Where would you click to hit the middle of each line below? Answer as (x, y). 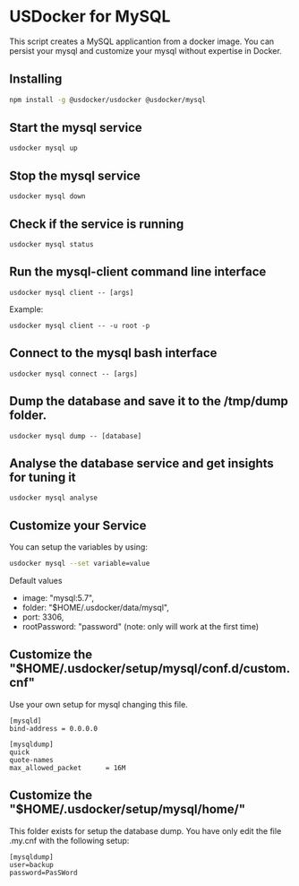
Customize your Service (78, 525)
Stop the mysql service (75, 175)
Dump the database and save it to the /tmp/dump (149, 401)
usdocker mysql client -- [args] (72, 292)
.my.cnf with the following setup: (69, 840)
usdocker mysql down (48, 196)
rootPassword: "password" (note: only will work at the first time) (141, 626)
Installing (36, 79)
